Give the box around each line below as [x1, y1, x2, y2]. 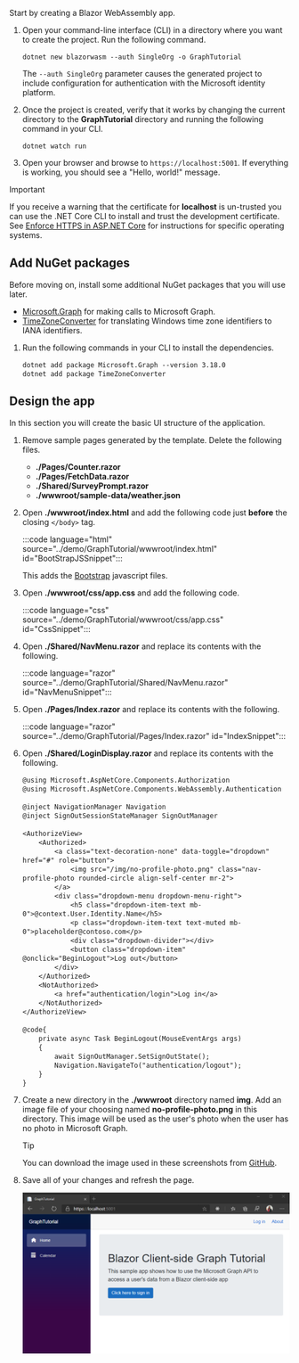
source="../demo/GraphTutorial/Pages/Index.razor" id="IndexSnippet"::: [21, 730, 287, 741]
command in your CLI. [21, 124, 104, 134]
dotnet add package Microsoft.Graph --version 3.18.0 [21, 360, 226, 369]
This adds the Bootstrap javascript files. [21, 570, 168, 580]
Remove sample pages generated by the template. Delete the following [21, 434, 282, 445]
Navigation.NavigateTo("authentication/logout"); [54, 1061, 242, 1070]
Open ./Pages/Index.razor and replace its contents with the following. [21, 703, 280, 714]
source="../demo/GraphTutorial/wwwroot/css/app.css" [21, 614, 224, 625]
